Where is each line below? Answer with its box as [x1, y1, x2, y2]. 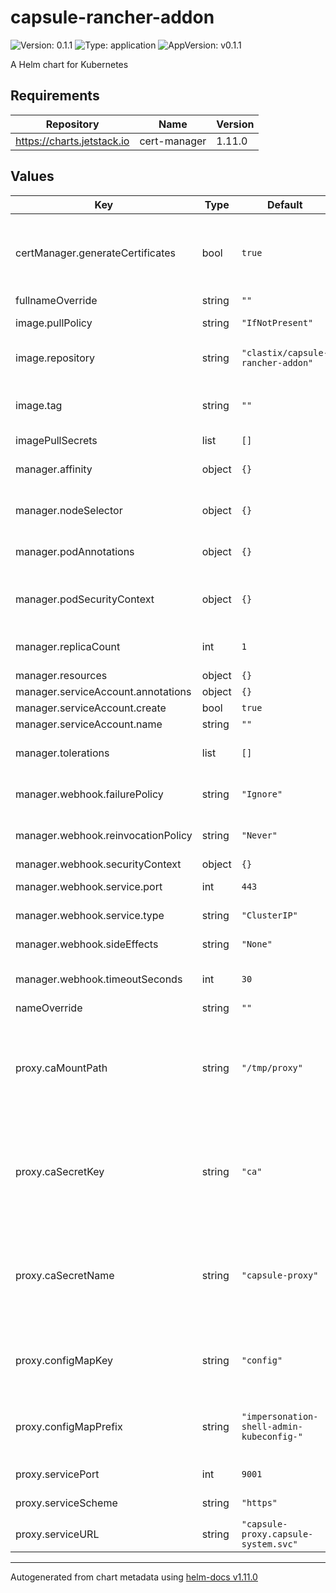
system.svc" [241, 1538, 298, 1550]
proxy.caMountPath [15, 1061, 108, 1075]
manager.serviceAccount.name [15, 717, 163, 731]
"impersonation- [241, 1411, 319, 1422]
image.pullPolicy [15, 316, 93, 330]
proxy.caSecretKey [15, 1164, 105, 1178]
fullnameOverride [15, 293, 98, 307]
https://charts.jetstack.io [15, 134, 130, 148]
